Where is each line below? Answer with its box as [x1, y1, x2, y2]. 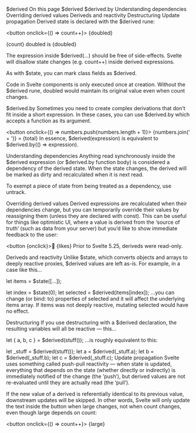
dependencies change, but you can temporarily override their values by [6, 206, 180, 213]
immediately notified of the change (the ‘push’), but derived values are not [6, 373, 186, 380]
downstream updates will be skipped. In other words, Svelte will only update [6, 397, 191, 404]
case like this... [6, 267, 42, 273]
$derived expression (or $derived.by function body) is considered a [6, 159, 170, 165]
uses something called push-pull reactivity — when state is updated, [6, 360, 172, 367]
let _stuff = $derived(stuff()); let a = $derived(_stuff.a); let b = [6, 348, 154, 354]
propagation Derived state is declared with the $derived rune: [6, 18, 156, 25]
